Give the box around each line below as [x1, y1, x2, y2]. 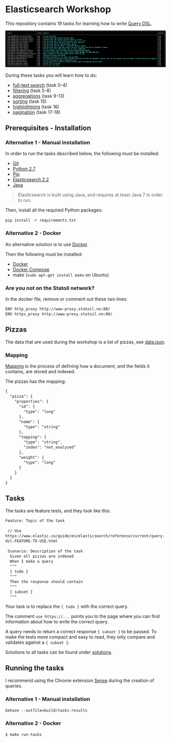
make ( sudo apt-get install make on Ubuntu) [12, 272, 109, 278]
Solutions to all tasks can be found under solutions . [5, 649, 113, 655]
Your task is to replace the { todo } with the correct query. [5, 603, 129, 609]
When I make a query [10, 558, 53, 564]
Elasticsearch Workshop [5, 4, 111, 15]
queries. [5, 682, 23, 689]
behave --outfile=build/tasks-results [5, 708, 88, 713]
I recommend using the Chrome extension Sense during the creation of [5, 677, 154, 684]
